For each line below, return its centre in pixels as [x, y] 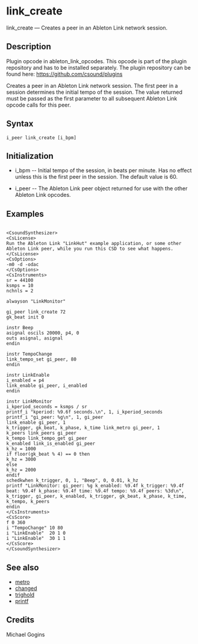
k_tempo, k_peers [28, 502]
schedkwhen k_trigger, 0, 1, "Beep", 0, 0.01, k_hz [72, 481]
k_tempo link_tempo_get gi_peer [47, 438]
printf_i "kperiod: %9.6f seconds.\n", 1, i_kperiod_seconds [85, 412]
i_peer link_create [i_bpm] [42, 138]
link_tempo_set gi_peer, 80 [42, 359]
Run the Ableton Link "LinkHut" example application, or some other [94, 244]
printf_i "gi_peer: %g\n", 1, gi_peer [55, 417]
